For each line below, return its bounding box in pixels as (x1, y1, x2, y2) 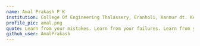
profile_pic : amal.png (6, 20, 62, 26)
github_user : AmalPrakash (6, 31, 70, 37)
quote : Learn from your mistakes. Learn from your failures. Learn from (6, 25, 190, 32)
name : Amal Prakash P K (6, 8, 65, 15)
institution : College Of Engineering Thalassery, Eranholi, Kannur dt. (6, 14, 187, 20)
